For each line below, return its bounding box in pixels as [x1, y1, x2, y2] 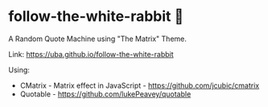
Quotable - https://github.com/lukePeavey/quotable [19, 88, 192, 99]
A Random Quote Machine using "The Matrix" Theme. [8, 34, 188, 43]
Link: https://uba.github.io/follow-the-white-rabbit [8, 49, 175, 59]
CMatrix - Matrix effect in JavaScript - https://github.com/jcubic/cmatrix [19, 80, 260, 90]
